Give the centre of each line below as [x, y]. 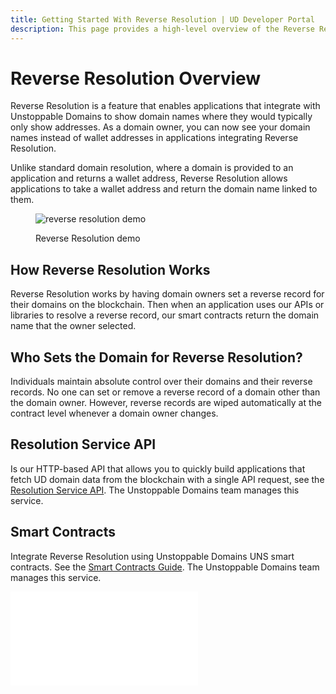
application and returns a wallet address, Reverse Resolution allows [149, 178]
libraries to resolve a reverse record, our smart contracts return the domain [165, 315]
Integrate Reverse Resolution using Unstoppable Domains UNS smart [152, 556]
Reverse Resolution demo [88, 238]
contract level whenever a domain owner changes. [114, 413]
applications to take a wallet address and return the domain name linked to [164, 189]
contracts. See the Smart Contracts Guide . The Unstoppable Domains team [165, 567]
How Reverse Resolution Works [110, 269]
